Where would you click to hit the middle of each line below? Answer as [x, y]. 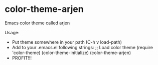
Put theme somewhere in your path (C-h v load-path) [67, 42]
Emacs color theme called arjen [37, 23]
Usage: [12, 32]
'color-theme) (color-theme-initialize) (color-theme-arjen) [71, 53]
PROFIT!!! [22, 58]
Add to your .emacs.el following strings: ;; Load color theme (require [83, 47]
